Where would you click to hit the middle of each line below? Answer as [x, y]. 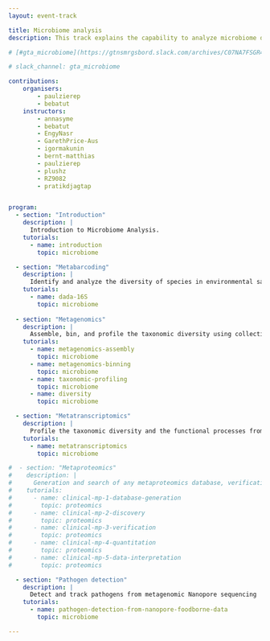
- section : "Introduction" [61, 215]
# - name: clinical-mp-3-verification [82, 528]
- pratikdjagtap [64, 186]
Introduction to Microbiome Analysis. [94, 230]
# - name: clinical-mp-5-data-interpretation [95, 557]
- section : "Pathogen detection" [72, 580]
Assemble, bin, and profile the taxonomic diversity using [130, 335]
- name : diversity [60, 394]
